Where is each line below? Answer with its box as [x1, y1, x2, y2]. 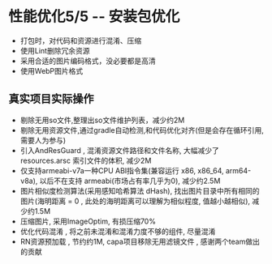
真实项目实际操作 [8, 92, 94, 106]
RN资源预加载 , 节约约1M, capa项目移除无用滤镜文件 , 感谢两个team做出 [19, 236, 260, 246]
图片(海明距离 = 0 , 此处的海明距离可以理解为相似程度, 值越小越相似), [19, 196, 250, 206]
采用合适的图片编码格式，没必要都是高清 [19, 56, 156, 66]
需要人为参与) [19, 135, 67, 145]
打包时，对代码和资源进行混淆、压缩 [19, 36, 142, 45]
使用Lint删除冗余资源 [19, 45, 90, 55]
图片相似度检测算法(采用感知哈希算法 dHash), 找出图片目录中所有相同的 [19, 185, 260, 195]
